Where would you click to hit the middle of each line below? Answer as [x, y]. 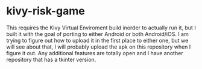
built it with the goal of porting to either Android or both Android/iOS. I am [97, 34]
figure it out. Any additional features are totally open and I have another [95, 53]
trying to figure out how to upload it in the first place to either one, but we [97, 40]
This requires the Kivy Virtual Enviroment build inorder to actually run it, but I [101, 28]
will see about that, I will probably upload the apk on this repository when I [99, 47]
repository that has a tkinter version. [51, 59]
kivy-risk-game [46, 11]
